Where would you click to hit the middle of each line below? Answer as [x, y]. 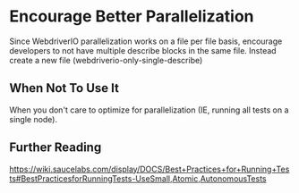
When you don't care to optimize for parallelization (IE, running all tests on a [149, 110]
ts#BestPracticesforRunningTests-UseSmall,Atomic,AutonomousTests [138, 178]
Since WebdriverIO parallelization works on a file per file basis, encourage [146, 41]
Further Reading [56, 148]
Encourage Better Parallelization [132, 17]
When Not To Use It [64, 88]
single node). [34, 119]
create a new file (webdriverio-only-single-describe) [106, 60]
